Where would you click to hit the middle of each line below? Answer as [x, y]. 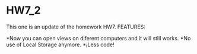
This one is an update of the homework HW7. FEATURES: [76, 27]
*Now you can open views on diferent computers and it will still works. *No [99, 38]
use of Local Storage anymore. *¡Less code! [60, 45]
